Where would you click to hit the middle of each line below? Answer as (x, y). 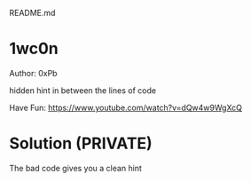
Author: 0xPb (33, 73)
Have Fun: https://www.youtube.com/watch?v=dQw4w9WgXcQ (125, 107)
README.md (32, 13)
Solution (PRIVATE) (81, 143)
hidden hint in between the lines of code (83, 90)
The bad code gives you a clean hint (75, 168)
